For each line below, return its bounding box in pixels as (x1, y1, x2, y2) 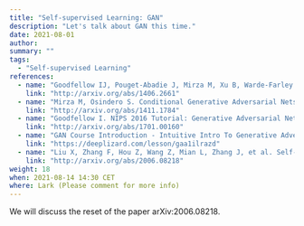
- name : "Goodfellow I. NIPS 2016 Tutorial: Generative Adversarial (17, 114, 281, 123)
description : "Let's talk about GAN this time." (9, 22, 196, 31)
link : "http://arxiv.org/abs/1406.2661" (25, 89, 180, 98)
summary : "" (9, 47, 54, 56)
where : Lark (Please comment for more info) (9, 182, 180, 191)
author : (9, 38, 39, 48)
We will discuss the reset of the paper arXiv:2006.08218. (9, 206, 221, 217)
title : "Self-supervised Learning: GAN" (9, 13, 165, 23)
